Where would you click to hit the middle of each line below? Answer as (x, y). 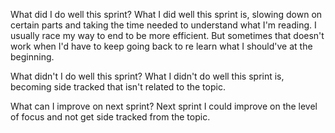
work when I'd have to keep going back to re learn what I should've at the (161, 46)
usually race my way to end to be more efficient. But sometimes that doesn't (167, 35)
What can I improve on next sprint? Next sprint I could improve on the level (164, 106)
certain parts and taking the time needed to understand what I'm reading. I (163, 25)
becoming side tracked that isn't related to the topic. (118, 87)
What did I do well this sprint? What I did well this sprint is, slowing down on (166, 14)
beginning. (32, 57)
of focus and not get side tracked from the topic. (110, 117)
